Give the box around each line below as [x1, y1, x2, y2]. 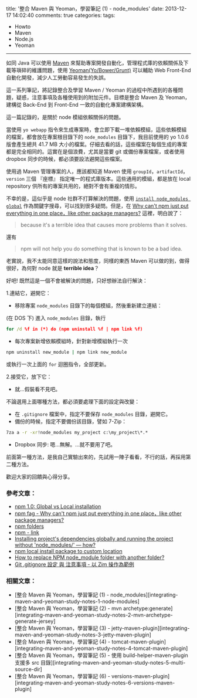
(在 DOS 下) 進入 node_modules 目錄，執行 [6, 314, 106, 321]
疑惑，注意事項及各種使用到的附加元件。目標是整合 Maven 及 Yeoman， [16, 94, 191, 101]
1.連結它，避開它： [6, 290, 51, 296]
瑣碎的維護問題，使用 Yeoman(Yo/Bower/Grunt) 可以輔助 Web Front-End [16, 67, 191, 73]
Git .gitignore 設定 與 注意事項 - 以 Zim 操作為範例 [14, 561, 135, 568]
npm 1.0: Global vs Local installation [14, 503, 101, 510]
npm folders [14, 523, 44, 530]
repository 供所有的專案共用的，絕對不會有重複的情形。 [6, 182, 141, 189]
